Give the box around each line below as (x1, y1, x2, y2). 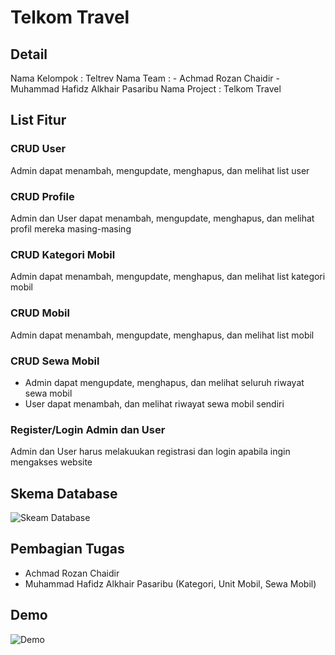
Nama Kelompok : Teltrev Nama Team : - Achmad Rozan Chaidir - (10, 72, 280, 84)
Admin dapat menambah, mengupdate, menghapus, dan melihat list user (10, 164, 310, 176)
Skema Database (10, 485, 118, 502)
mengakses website (10, 456, 93, 468)
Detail (10, 46, 48, 63)
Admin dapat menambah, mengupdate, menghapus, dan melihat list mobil (10, 329, 315, 341)
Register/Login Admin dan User (10, 422, 166, 436)
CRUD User (10, 142, 67, 156)
